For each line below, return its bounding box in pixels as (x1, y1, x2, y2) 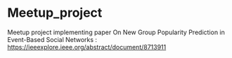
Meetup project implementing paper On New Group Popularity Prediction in (7, 28, 225, 36)
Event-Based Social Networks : (7, 35, 97, 43)
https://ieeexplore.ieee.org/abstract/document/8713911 (7, 43, 167, 51)
